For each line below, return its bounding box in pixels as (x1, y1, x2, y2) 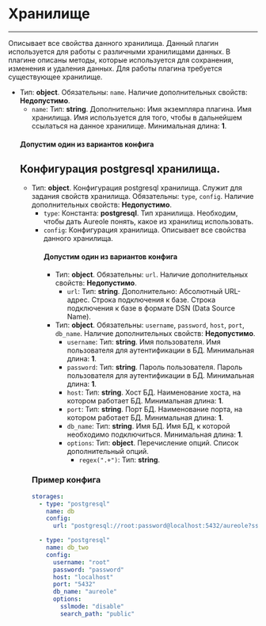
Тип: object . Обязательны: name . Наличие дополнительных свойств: (19, 87, 248, 97)
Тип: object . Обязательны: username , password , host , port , (55, 320, 245, 330)
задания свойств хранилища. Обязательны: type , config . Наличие (31, 192, 254, 201)
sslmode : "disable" (59, 603, 124, 611)
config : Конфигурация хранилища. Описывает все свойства (43, 225, 247, 235)
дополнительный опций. (66, 446, 149, 456)
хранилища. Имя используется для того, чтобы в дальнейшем (31, 113, 243, 122)
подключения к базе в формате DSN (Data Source (66, 303, 236, 313)
